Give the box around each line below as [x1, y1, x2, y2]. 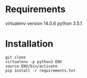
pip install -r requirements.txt [5, 68, 76, 73]
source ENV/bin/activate [5, 63, 58, 69]
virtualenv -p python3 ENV [5, 59, 62, 64]
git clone [5, 55, 26, 60]
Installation [5, 38, 54, 50]
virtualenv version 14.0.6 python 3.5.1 [5, 20, 82, 26]
